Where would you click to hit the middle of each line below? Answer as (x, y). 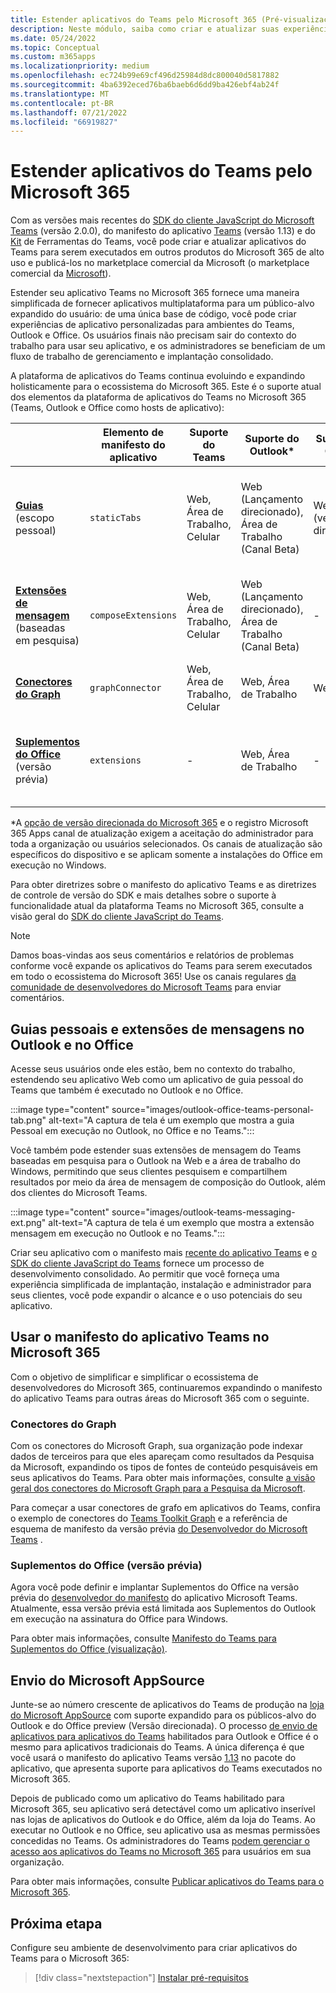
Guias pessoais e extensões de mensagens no (157, 1029)
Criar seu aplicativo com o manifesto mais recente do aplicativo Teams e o (164, 1252)
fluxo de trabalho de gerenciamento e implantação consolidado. (142, 357)
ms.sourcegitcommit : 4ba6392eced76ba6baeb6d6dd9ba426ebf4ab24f (145, 85)
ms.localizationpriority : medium (80, 66)
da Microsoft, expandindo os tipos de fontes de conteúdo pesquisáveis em (164, 1467)
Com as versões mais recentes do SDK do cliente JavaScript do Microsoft (162, 220)
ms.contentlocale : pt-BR (62, 103)
